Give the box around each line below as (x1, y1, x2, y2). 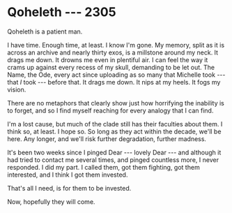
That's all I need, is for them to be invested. (7, 184, 132, 192)
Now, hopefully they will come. (7, 197, 95, 206)
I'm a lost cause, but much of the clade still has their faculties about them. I (7, 119, 223, 128)
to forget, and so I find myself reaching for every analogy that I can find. (7, 106, 214, 115)
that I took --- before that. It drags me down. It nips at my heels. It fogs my (7, 78, 221, 86)
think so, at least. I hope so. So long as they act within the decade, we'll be (7, 127, 222, 135)
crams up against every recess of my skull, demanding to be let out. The (7, 63, 215, 71)
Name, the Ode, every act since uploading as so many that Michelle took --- (7, 71, 226, 79)
